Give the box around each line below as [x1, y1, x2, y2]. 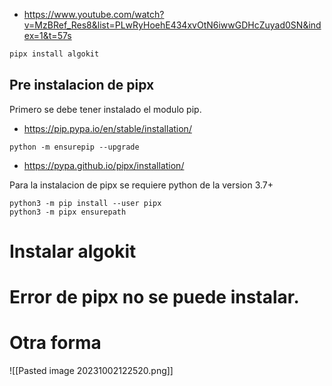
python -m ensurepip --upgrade [9, 142, 140, 152]
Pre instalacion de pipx [9, 77, 155, 94]
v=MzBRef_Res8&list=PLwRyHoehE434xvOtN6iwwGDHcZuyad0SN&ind [23, 19, 322, 31]
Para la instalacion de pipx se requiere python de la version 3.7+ [9, 179, 274, 191]
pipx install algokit [9, 49, 100, 59]
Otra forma [9, 332, 102, 354]
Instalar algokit [9, 240, 137, 263]
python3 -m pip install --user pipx [9, 198, 162, 208]
